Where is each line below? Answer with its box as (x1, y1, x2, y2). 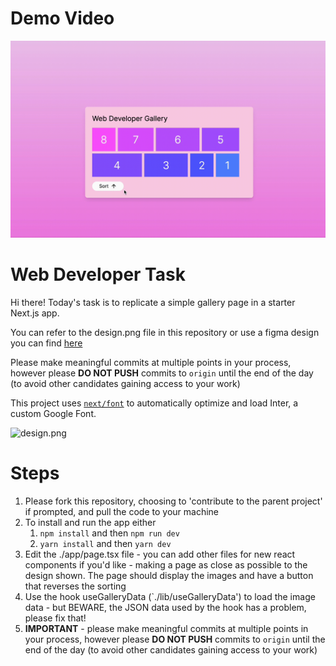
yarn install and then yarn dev (39, 537, 172, 549)
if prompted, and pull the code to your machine (24, 505, 220, 517)
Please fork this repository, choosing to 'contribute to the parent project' (24, 495, 323, 507)
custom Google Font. (10, 407, 97, 419)
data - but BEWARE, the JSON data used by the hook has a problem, (24, 601, 307, 613)
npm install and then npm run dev (39, 527, 180, 539)
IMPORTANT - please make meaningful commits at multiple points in (24, 622, 309, 634)
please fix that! (24, 612, 87, 624)
